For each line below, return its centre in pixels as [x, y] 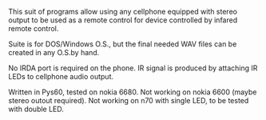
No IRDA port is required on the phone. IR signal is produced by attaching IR [133, 68]
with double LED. [36, 109]
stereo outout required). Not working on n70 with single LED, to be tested [129, 100]
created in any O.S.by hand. [54, 52]
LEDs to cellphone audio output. [61, 76]
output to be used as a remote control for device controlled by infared [123, 20]
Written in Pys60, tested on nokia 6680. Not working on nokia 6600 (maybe [133, 92]
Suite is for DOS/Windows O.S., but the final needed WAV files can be [123, 44]
